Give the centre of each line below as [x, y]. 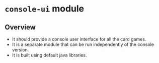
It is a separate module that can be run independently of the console [83, 44]
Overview [20, 27]
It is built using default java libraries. [49, 55]
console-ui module [44, 9]
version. [20, 50]
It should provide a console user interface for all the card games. [79, 39]
